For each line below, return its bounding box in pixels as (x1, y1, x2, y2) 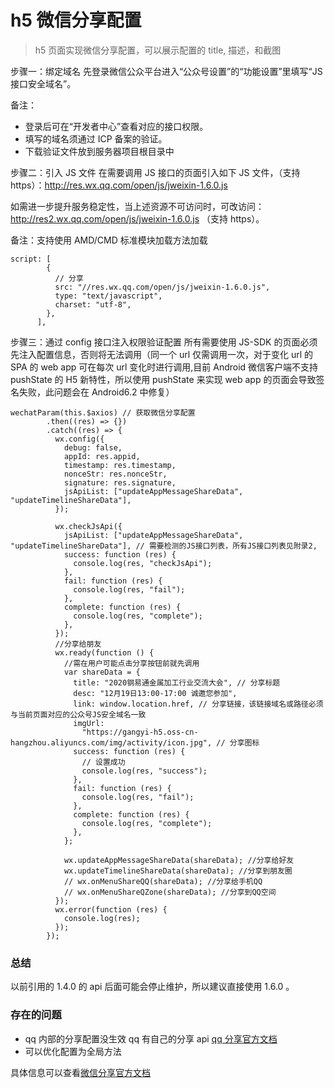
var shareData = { (63, 667, 141, 677)
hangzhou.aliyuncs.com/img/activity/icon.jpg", (10, 737, 213, 748)
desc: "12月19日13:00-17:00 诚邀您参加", (73, 688, 238, 698)
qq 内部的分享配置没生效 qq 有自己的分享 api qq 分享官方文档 (24, 1032, 278, 1045)
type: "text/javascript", (54, 291, 163, 301)
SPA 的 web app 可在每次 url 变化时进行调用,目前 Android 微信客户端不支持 (10, 361, 319, 373)
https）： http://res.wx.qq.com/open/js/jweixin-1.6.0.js (10, 179, 228, 191)
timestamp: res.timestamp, (63, 460, 177, 470)
